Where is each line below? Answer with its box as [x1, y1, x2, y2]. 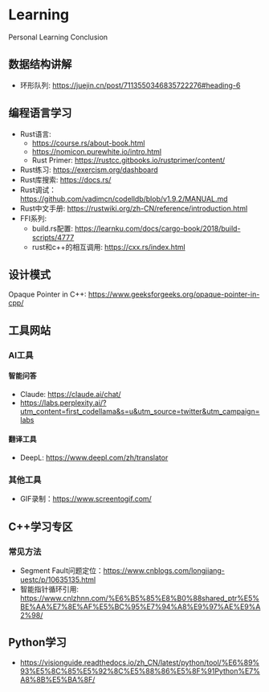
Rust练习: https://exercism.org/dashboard [19, 165, 158, 174]
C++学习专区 [8, 520, 74, 534]
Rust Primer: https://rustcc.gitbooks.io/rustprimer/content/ [31, 155, 226, 165]
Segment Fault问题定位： [19, 566, 104, 575]
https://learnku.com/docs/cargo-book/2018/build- [75, 223, 241, 233]
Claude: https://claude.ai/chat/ [19, 389, 122, 399]
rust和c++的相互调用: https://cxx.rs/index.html [31, 242, 186, 252]
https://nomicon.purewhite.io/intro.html [31, 146, 162, 156]
